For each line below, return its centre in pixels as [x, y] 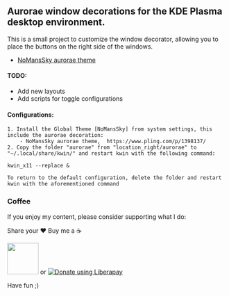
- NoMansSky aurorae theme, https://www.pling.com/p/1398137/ [113, 142]
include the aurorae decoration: [56, 135]
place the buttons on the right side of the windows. [80, 46]
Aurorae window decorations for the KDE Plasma [115, 11]
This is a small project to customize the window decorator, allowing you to [113, 39]
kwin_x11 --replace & [39, 166]
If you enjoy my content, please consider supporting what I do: [97, 216]
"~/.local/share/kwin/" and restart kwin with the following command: [111, 154]
